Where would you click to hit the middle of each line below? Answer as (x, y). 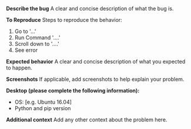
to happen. (19, 68)
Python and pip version (43, 108)
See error (26, 50)
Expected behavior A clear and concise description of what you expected (96, 62)
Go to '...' (25, 31)
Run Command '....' (37, 37)
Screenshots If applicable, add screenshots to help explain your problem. (95, 79)
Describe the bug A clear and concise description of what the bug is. (90, 9)
